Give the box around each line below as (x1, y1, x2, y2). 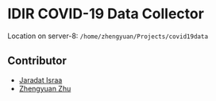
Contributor (7, 54, 67, 68)
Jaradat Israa (18, 75, 63, 84)
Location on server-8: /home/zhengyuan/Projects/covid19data (7, 31, 208, 41)
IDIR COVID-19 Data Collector (7, 5, 204, 23)
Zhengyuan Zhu (18, 84, 71, 93)
